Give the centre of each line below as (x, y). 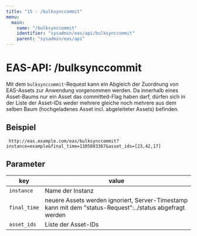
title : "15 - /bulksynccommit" (44, 11)
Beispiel (21, 128)
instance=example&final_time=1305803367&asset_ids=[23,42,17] (84, 146)
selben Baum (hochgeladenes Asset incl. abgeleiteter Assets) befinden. (92, 109)
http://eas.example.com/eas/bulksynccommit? (64, 141)
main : (18, 22)
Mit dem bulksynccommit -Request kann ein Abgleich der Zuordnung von (92, 84)
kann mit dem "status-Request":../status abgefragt (115, 207)
